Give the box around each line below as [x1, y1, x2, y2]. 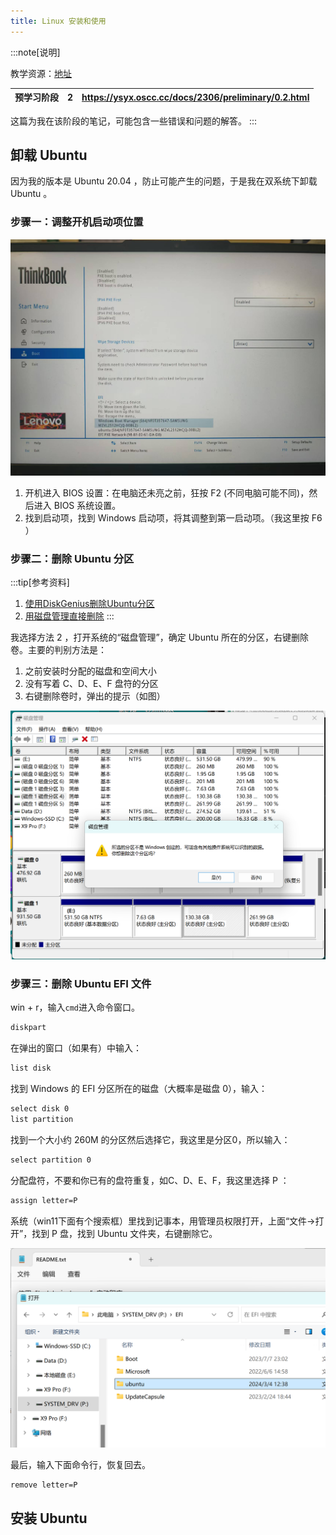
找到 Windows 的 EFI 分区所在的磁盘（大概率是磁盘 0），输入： [10, 1083, 268, 1095]
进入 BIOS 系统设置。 [33, 499, 122, 511]
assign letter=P [10, 1195, 78, 1205]
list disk [10, 1063, 52, 1074]
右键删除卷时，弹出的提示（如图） [24, 690, 166, 702]
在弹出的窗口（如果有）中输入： [10, 1042, 142, 1054]
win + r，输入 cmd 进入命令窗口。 [10, 1001, 141, 1014]
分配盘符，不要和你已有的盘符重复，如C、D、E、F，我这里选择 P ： [10, 1174, 290, 1186]
